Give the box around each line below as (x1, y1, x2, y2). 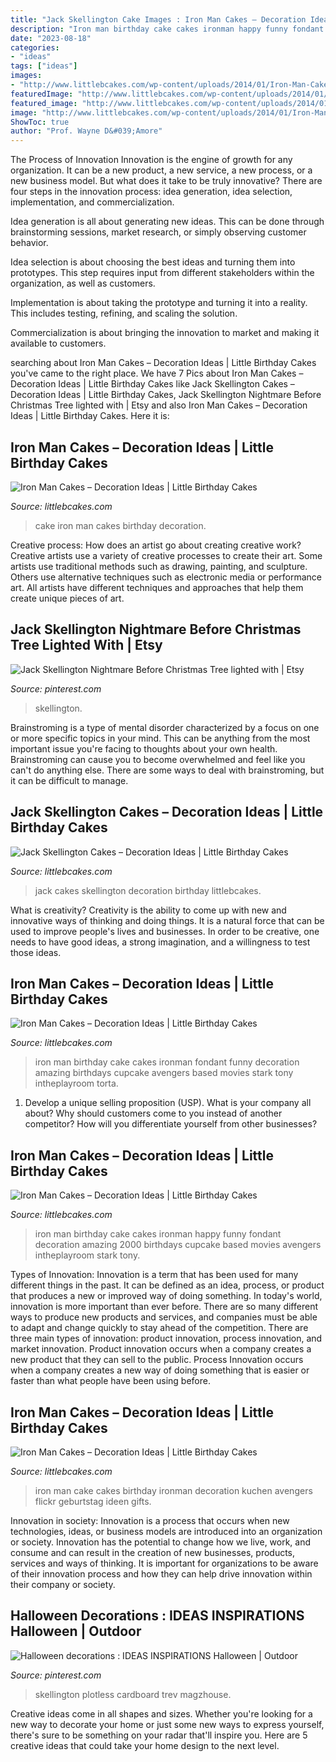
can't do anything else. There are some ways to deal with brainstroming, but (10, 764, 325, 776)
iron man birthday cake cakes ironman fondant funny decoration (34, 1056, 300, 1068)
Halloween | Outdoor (10, 1623, 142, 1640)
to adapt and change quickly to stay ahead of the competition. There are (10, 1322, 309, 1334)
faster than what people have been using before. (10, 1375, 211, 1387)
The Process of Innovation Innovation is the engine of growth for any (10, 154, 293, 166)
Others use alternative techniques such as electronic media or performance (10, 571, 322, 583)
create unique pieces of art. (10, 592, 125, 604)
